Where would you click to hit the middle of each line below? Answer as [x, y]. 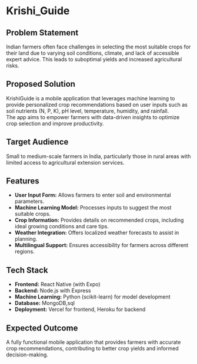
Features [23, 181]
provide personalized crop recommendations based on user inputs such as [97, 104]
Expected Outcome [42, 328]
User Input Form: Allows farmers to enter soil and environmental [93, 195]
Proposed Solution [41, 84]
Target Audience [37, 142]
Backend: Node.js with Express [53, 291]
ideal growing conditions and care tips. [61, 227]
